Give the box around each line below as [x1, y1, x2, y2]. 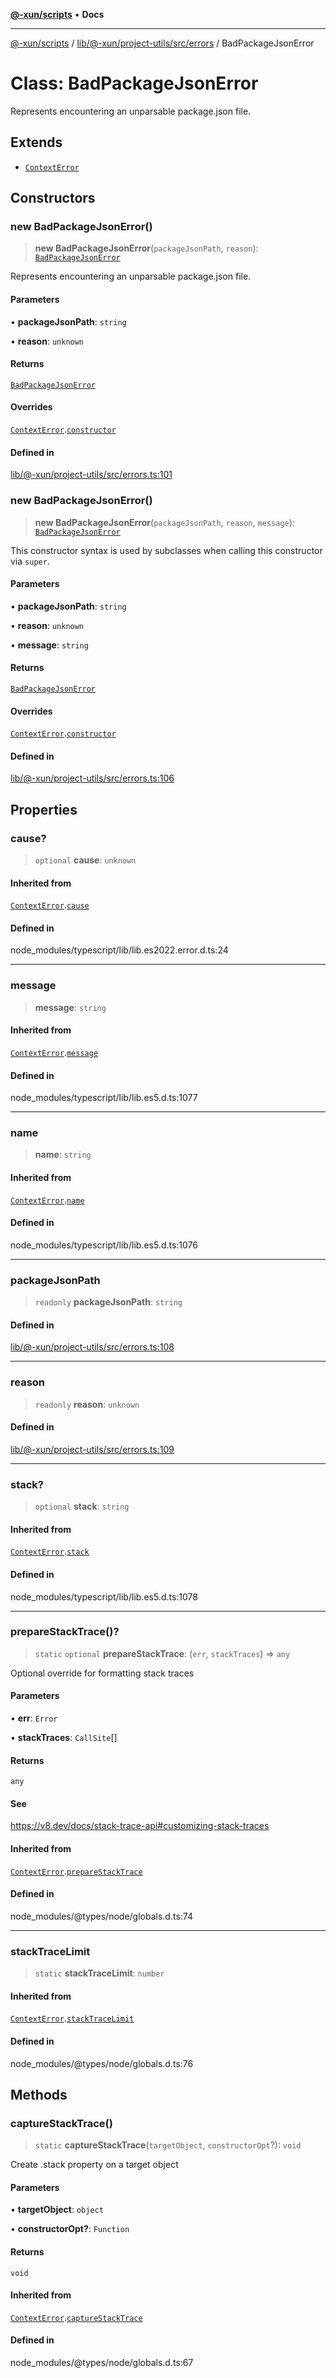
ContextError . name [10, 1194, 85, 1206]
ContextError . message [10, 1046, 99, 1058]
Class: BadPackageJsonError [10, 72, 259, 95]
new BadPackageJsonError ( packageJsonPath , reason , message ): [34, 516, 295, 528]
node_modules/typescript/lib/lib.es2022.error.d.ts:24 [10, 944, 229, 956]
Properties [10, 801, 78, 818]
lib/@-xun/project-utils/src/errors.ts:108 [10, 1341, 175, 1353]
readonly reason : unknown [34, 1398, 140, 1410]
